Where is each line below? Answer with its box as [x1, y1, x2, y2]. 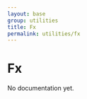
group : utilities [7, 17, 59, 24]
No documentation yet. [7, 84, 74, 93]
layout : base [7, 10, 46, 18]
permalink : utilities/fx [7, 30, 81, 37]
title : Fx [7, 23, 37, 30]
